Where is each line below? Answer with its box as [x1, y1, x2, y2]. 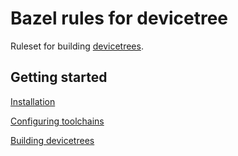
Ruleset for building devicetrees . [10, 40, 144, 52]
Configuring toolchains [10, 115, 105, 127]
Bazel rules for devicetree [10, 7, 229, 30]
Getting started [10, 69, 108, 86]
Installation [10, 95, 56, 107]
